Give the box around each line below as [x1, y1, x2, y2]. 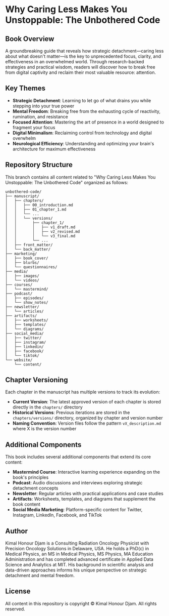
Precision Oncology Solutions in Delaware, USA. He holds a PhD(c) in [5, 546, 149, 552]
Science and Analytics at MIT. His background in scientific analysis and [5, 562, 154, 568]
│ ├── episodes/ [5, 295, 44, 301]
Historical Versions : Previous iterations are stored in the [12, 409, 130, 416]
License [5, 587, 31, 596]
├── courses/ [5, 282, 33, 287]
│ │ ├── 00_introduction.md [5, 202, 73, 208]
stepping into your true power [12, 103, 75, 109]
